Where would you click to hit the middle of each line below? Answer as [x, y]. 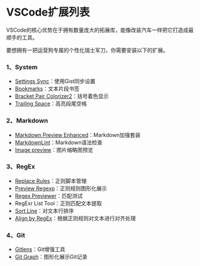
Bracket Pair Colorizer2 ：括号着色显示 [62, 96]
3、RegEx [21, 167]
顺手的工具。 [22, 37]
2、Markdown [27, 121]
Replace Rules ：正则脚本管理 [50, 181]
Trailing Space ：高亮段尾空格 [51, 104]
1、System [22, 67]
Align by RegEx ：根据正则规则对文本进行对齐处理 [75, 218]
